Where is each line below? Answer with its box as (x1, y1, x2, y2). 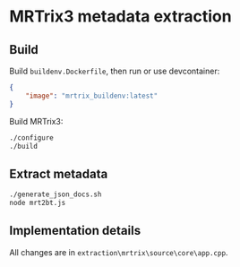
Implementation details (9, 223, 141, 238)
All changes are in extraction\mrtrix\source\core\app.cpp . (9, 246, 228, 257)
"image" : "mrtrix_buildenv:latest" (25, 91, 159, 100)
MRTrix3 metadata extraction (9, 6, 232, 27)
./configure (9, 133, 54, 142)
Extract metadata (9, 166, 108, 181)
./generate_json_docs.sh (9, 190, 102, 199)
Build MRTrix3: (9, 116, 64, 126)
